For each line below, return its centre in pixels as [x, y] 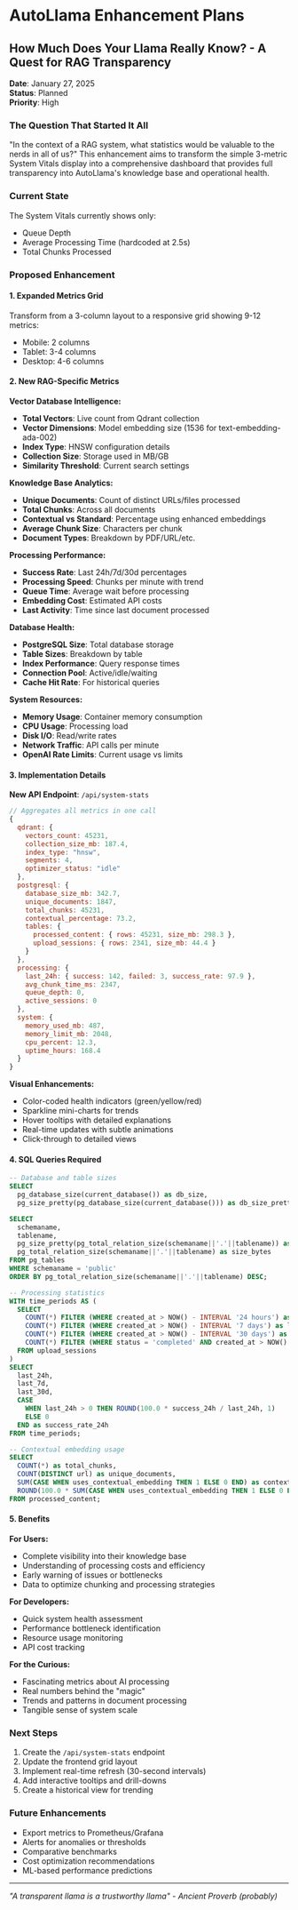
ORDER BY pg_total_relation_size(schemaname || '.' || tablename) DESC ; [138, 1276]
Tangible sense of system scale [80, 1710]
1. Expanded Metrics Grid [56, 296]
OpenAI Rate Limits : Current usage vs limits [102, 754]
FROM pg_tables [37, 1260]
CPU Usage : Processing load [75, 726]
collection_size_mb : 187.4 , [77, 844]
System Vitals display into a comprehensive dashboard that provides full [141, 164]
